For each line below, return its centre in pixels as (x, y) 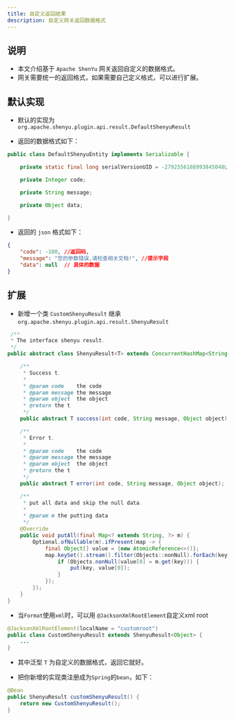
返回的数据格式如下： (48, 141)
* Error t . (39, 438)
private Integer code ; (53, 180)
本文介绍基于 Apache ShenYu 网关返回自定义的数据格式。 (98, 69)
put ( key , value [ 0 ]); (100, 568)
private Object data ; (51, 205)
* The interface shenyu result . (58, 341)
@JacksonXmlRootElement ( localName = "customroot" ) (83, 628)
